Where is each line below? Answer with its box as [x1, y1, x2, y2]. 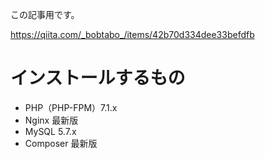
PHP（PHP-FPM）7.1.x [24, 101, 118, 113]
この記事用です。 [10, 9, 80, 20]
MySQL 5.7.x [24, 125, 77, 137]
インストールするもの [10, 67, 186, 90]
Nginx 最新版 [24, 114, 79, 126]
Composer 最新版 [24, 137, 98, 149]
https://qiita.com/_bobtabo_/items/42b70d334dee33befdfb [10, 29, 255, 40]
